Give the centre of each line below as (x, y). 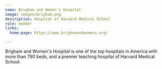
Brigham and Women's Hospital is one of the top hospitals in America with (81, 51)
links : (12, 28)
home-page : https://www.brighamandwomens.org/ (59, 33)
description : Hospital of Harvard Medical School (58, 19)
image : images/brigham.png (33, 14)
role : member (19, 24)
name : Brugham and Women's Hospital (43, 10)
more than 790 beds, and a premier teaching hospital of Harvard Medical (80, 57)
